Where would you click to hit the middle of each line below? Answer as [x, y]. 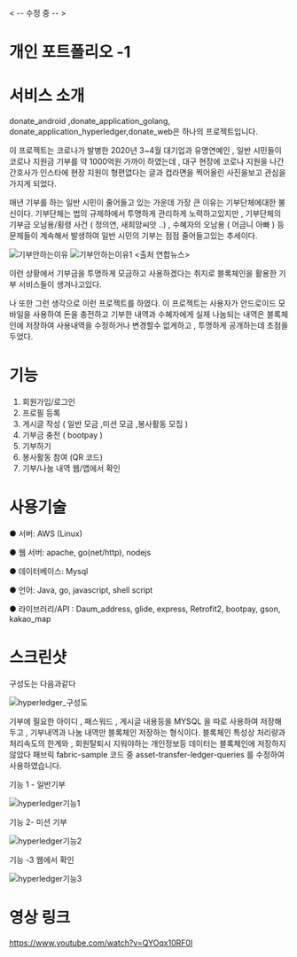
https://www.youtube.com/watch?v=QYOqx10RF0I [101, 943]
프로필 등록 [41, 413]
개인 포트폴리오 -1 [70, 52]
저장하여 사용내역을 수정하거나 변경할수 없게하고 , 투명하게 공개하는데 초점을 [157, 325]
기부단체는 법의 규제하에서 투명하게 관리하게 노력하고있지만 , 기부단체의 [158, 214]
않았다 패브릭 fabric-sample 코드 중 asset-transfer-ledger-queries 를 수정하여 [147, 754]
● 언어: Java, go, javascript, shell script [81, 590]
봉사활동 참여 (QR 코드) [63, 457]
